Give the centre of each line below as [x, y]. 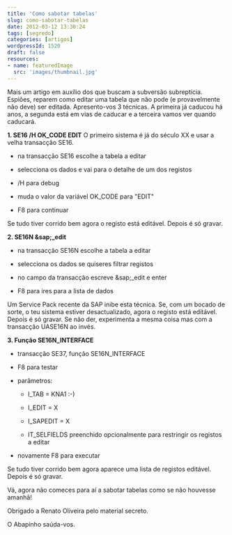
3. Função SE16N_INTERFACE [51, 340]
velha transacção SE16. [41, 142]
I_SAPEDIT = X [49, 421]
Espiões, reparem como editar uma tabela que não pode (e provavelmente [114, 99]
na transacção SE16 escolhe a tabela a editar [82, 156]
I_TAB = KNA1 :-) [51, 394]
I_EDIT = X [43, 408]
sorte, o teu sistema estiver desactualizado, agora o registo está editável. [112, 311]
